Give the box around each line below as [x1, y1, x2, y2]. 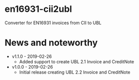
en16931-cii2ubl [4, 3, 72, 15]
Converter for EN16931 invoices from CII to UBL [4, 20, 102, 26]
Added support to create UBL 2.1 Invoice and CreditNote [19, 58, 135, 65]
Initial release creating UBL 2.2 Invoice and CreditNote [19, 69, 131, 75]
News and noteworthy [4, 37, 98, 48]
